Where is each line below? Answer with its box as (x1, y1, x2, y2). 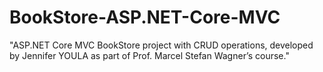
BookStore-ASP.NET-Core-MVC (9, 6, 281, 29)
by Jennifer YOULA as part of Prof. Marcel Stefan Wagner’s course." (9, 49, 290, 61)
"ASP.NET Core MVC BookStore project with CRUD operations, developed (9, 39, 314, 51)
